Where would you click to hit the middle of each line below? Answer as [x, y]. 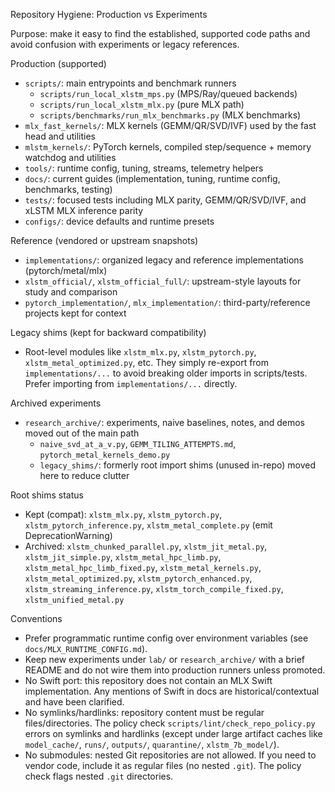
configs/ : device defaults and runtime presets [119, 221]
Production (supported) [58, 63]
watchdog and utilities [70, 157]
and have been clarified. [74, 702]
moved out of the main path [82, 433]
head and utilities [60, 136]
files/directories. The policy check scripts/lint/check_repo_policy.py [170, 723]
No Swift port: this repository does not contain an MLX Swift [148, 680]
